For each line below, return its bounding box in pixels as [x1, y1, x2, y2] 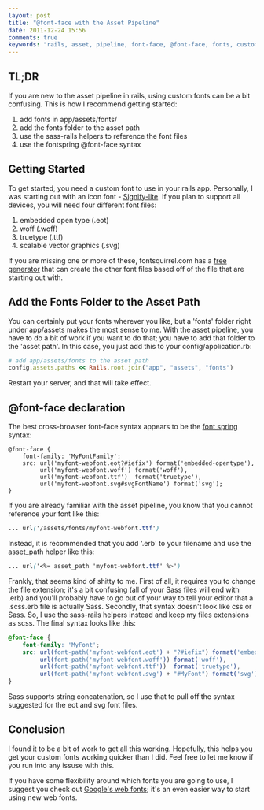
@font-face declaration [8, 401, 126, 414]
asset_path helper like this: [8, 547, 95, 556]
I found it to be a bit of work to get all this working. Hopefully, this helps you [8, 744, 253, 753]
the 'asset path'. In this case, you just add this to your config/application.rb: [8, 341, 252, 351]
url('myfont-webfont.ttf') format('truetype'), [39, 474, 202, 481]
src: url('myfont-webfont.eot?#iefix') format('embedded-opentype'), [22, 459, 255, 467]
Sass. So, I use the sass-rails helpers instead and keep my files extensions [8, 610, 250, 619]
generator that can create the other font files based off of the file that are [8, 264, 245, 273]
